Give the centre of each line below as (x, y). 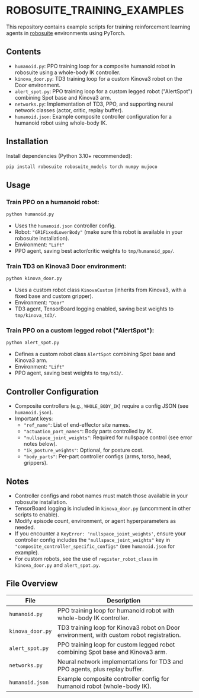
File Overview (32, 584)
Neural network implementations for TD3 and (120, 661)
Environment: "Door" (40, 303)
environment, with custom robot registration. (119, 634)
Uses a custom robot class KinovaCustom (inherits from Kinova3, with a (100, 290)
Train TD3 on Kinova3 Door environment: (66, 266)
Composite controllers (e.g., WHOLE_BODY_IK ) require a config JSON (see (102, 406)
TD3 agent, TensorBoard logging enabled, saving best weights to (94, 309)
